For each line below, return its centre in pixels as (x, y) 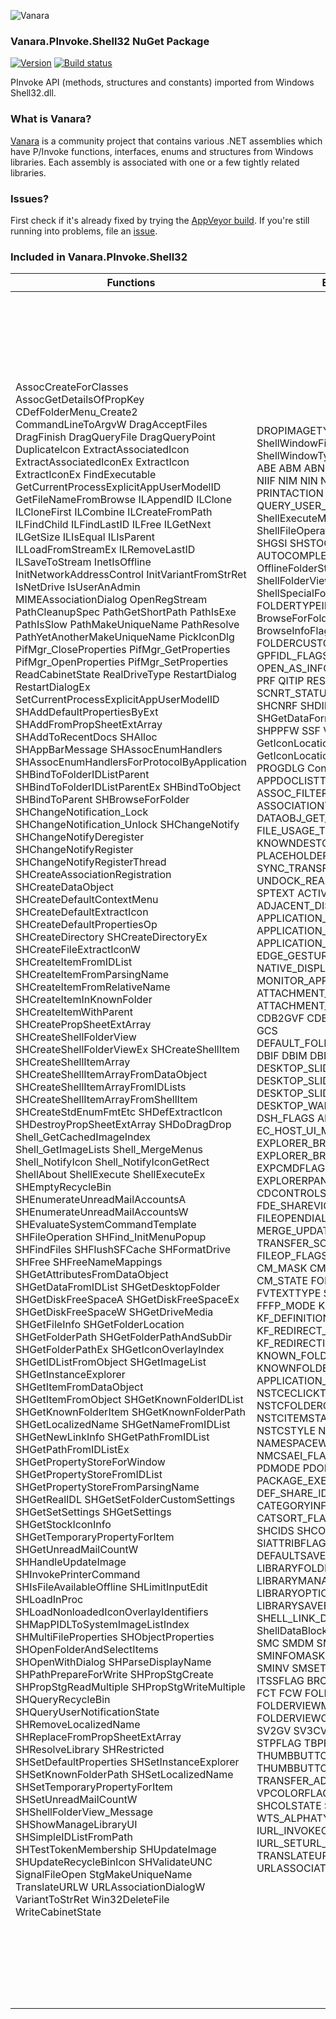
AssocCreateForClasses (72, 387)
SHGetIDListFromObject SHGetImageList (111, 1362)
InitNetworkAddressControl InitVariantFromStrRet (131, 575)
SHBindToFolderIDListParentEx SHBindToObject (128, 787)
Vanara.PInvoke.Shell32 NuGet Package (110, 41)
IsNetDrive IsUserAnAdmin (78, 587)
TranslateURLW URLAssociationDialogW (110, 1887)
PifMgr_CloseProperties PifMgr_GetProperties (123, 650)
